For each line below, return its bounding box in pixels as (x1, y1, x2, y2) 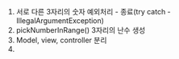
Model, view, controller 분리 (15, 35, 107, 45)
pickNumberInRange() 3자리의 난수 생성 (15, 26, 146, 34)
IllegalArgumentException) (15, 16, 105, 26)
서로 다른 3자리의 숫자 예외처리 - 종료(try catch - (15, 7, 171, 16)
